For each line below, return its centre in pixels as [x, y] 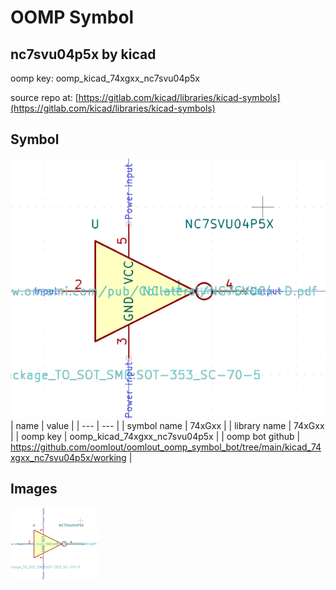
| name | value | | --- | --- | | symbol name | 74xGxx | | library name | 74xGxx [167, 425]
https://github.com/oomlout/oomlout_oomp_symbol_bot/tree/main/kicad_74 [166, 447]
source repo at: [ [44, 97]
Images [34, 489]
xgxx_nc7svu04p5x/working [68, 457]
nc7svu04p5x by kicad [83, 54]
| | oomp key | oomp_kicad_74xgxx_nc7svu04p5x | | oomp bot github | [155, 436]
